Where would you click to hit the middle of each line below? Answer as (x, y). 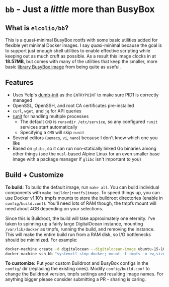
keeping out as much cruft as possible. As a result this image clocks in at (81, 56)
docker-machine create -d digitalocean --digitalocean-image (71, 249)
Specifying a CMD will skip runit (52, 132)
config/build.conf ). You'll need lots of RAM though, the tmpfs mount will (81, 203)
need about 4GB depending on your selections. (54, 208)
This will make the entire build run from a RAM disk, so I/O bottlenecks (78, 234)
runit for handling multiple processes (51, 116)
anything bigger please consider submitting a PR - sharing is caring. (76, 279)
